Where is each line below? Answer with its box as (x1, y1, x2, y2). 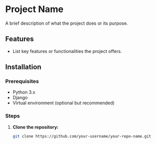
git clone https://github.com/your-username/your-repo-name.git (12, 133, 151, 139)
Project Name (5, 4, 64, 15)
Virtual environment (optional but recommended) (12, 100, 115, 106)
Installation (5, 63, 42, 71)
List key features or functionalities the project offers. (12, 48, 123, 54)
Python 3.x (12, 89, 35, 95)
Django (12, 95, 28, 101)
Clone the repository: (12, 124, 59, 130)
